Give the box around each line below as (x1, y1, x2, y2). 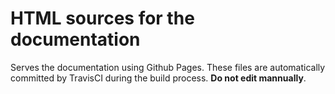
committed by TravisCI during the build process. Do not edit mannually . (10, 72, 307, 84)
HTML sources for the (10, 7, 195, 30)
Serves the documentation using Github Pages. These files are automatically (10, 61, 326, 73)
